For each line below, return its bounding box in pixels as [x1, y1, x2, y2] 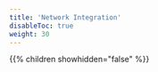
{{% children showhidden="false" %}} [9, 54, 150, 65]
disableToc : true [9, 21, 74, 30]
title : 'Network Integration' [9, 12, 122, 22]
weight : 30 [9, 29, 50, 38]
